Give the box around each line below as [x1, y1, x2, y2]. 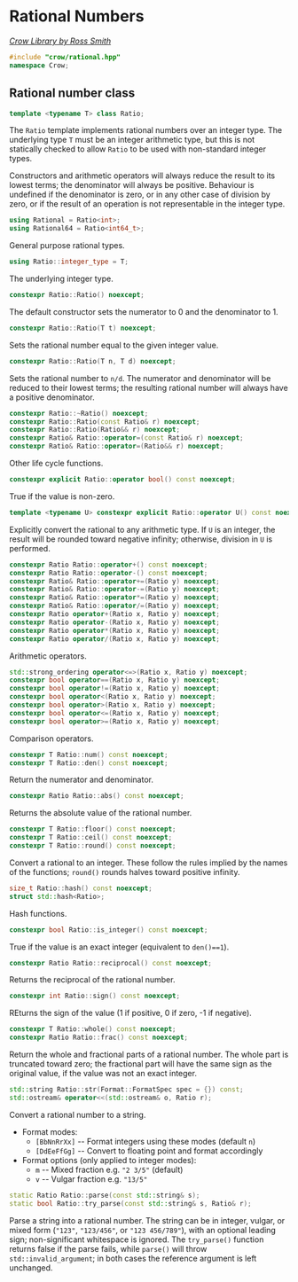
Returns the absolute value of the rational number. [9, 808, 192, 818]
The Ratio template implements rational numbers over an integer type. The [9, 125, 283, 136]
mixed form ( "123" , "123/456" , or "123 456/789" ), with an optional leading [9, 1224, 277, 1235]
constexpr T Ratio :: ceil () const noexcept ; [9, 833, 173, 842]
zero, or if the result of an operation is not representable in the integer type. [9, 199, 286, 209]
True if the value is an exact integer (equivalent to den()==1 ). [9, 942, 230, 952]
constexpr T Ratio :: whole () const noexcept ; [9, 1025, 176, 1034]
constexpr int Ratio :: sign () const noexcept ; [9, 991, 180, 1001]
